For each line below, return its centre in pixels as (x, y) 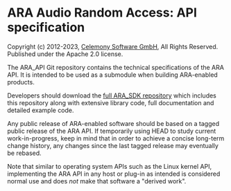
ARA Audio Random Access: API (102, 13)
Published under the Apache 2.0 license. (65, 54)
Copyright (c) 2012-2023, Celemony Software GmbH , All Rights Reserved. (113, 46)
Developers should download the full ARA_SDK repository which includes (112, 95)
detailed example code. (41, 110)
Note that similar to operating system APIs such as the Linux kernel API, (110, 166)
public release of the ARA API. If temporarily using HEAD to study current (112, 131)
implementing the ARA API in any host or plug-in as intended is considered (114, 174)
